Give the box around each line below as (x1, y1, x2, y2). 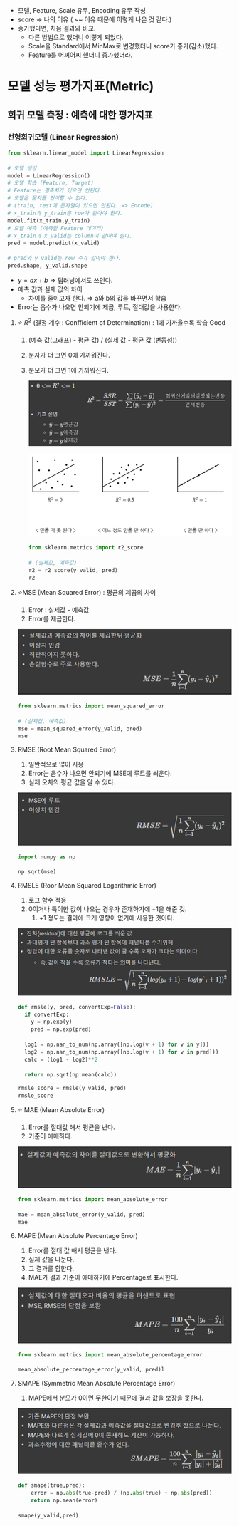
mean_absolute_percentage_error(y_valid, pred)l (17, 1366, 165, 1374)
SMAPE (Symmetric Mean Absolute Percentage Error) (17, 1379, 176, 1388)
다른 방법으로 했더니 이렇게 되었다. (28, 33, 124, 41)
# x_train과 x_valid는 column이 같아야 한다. (7, 232, 133, 239)
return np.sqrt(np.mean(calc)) (24, 1071, 117, 1078)
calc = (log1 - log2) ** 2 (24, 1056, 98, 1063)
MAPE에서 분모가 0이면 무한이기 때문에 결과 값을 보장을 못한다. (28, 1393, 204, 1402)
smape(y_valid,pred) (17, 1512, 79, 1519)
